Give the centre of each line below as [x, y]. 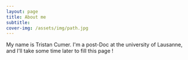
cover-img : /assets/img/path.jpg [47, 28]
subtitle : [18, 22]
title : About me [26, 17]
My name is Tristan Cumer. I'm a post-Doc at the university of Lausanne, [94, 45]
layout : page [22, 11]
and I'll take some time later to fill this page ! [60, 51]
